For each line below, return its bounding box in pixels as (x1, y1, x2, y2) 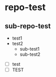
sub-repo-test (5, 22, 51, 30)
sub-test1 (19, 46, 40, 52)
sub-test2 (19, 51, 41, 57)
